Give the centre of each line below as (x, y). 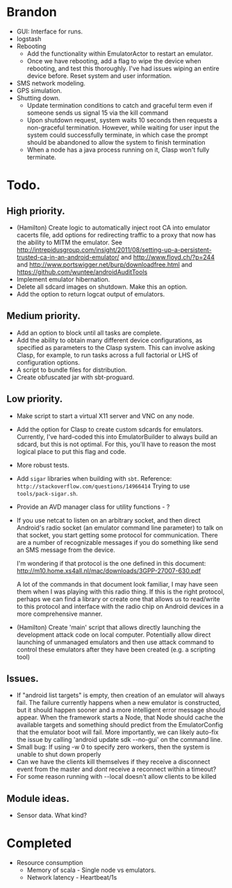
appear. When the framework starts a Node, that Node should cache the (120, 717)
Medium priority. (43, 316)
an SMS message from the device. (66, 550)
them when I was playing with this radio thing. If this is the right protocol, (121, 592)
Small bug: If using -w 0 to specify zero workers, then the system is (113, 747)
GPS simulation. (39, 90)
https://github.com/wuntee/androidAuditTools (82, 271)
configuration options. (48, 362)
